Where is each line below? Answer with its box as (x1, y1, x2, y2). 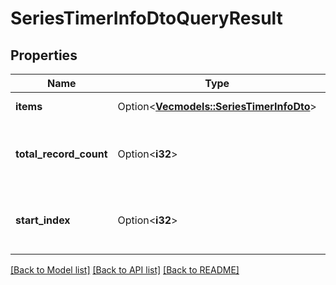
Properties (10, 47, 78, 64)
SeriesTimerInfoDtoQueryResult (10, 7, 283, 30)
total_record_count (15, 147, 108, 161)
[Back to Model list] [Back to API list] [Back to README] (10, 264, 240, 276)
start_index (15, 213, 71, 227)
